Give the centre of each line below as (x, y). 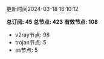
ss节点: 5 (26, 50)
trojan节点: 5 (31, 42)
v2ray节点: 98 (32, 35)
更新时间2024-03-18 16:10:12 (42, 9)
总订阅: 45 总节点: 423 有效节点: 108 (52, 22)
